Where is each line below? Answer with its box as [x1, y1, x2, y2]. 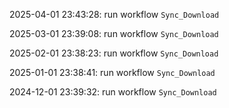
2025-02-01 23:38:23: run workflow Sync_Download [9, 47, 219, 59]
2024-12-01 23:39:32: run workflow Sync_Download [9, 86, 217, 98]
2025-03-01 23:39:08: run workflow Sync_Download [9, 28, 219, 39]
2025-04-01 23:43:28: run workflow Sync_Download [9, 9, 220, 20]
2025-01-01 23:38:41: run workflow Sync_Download [9, 67, 216, 78]
